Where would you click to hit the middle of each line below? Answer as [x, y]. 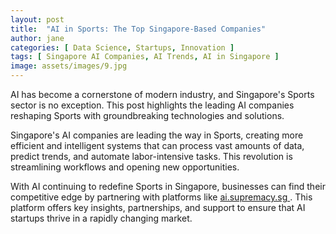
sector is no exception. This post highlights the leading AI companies [152, 105]
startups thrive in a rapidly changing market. [101, 218]
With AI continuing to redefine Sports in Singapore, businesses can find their [168, 186]
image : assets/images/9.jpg [69, 66]
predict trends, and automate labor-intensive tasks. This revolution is [151, 156]
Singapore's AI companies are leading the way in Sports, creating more [157, 135]
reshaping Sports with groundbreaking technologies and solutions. [147, 115]
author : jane [37, 38]
